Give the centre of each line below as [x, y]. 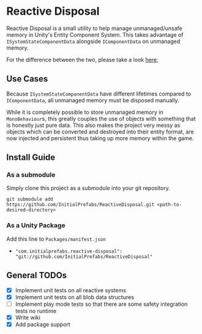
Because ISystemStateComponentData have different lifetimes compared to [99, 94]
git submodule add [30, 199]
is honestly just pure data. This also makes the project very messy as [93, 125]
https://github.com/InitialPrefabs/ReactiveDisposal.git [80, 205]
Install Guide [31, 158]
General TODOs [37, 275]
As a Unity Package [36, 226]
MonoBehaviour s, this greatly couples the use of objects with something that [101, 118]
